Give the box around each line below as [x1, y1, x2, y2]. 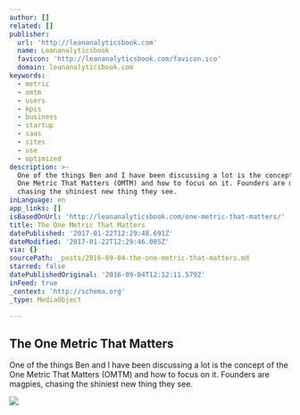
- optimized [17, 154, 62, 163]
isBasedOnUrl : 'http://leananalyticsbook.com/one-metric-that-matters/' [9, 212, 286, 221]
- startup [17, 121, 54, 130]
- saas [17, 129, 42, 138]
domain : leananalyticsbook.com [17, 63, 134, 72]
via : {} [9, 245, 38, 254]
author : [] [9, 12, 50, 22]
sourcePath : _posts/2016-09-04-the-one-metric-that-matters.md [9, 253, 250, 263]
